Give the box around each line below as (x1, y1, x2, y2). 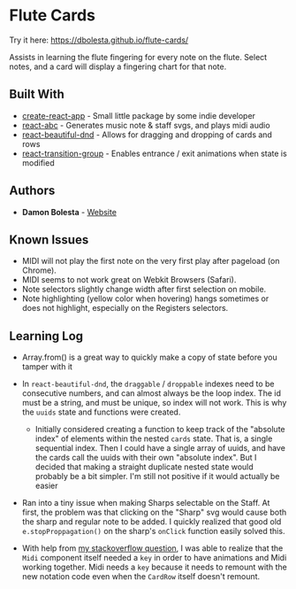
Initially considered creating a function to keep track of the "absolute (34, 424, 285, 435)
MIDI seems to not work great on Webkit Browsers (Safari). (21, 275, 237, 285)
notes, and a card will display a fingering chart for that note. (9, 61, 227, 72)
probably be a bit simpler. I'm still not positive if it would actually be (34, 471, 280, 482)
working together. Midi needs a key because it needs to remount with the (21, 562, 287, 572)
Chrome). (21, 265, 57, 275)
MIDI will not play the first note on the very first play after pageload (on (21, 256, 280, 267)
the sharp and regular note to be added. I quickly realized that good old (21, 516, 282, 527)
